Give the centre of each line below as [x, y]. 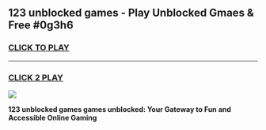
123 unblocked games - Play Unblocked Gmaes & [131, 13]
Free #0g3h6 [41, 26]
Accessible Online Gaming [53, 117]
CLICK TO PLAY [39, 48]
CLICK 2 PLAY [36, 77]
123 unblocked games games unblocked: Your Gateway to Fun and [120, 109]
